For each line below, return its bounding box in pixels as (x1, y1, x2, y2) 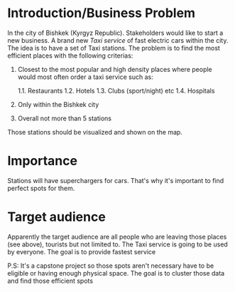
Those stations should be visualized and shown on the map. (7, 127, 183, 136)
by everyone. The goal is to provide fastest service (7, 247, 156, 256)
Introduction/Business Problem (7, 5, 196, 21)
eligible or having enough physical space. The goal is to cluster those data (7, 268, 225, 277)
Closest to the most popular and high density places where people (17, 65, 213, 73)
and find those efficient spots (7, 276, 94, 285)
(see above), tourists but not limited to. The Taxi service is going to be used (7, 240, 229, 249)
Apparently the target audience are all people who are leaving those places (7, 232, 227, 241)
